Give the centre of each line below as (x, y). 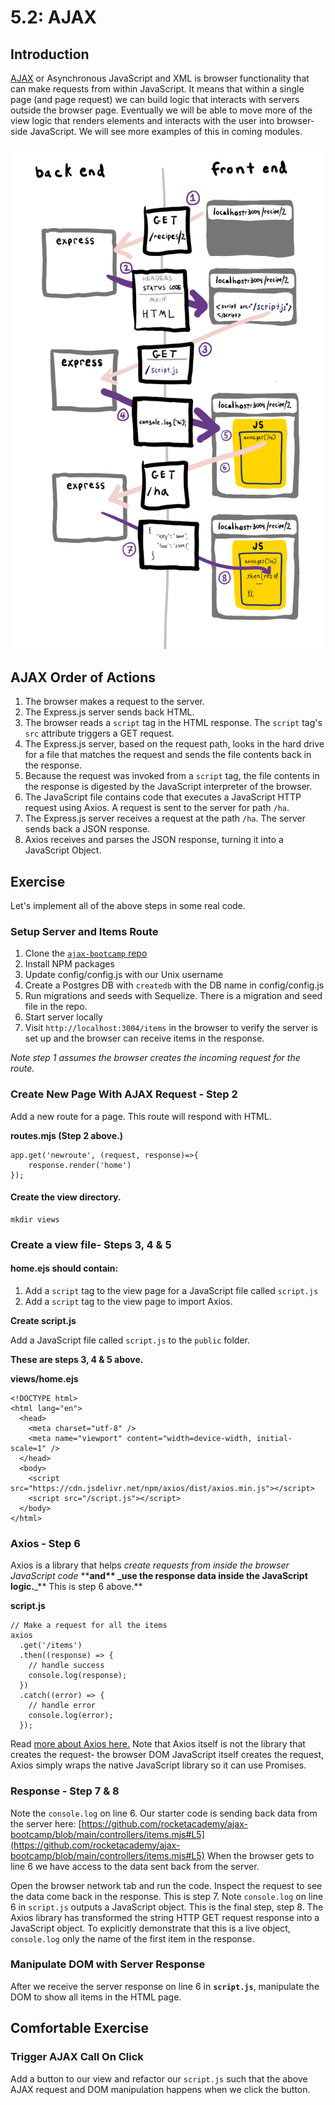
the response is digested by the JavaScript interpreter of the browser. (168, 787)
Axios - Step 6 (45, 1543)
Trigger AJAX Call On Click (77, 2057)
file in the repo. (56, 1007)
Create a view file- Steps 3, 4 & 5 (91, 1244)
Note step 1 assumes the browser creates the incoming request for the (155, 1058)
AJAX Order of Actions (83, 677)
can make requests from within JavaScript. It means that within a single (157, 89)
